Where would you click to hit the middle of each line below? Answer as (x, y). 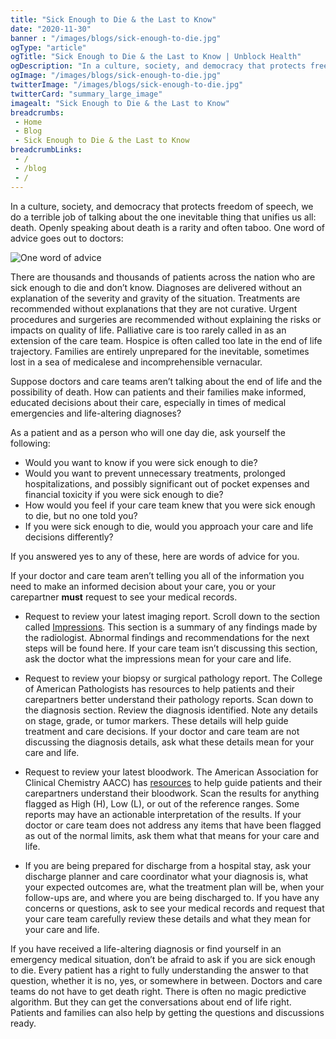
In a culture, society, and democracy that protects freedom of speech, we (162, 206)
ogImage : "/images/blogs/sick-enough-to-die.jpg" (116, 76)
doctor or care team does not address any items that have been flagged (173, 825)
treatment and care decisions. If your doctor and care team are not (162, 731)
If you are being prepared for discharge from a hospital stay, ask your (168, 865)
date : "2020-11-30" (51, 29)
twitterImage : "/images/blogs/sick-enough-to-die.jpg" (127, 85)
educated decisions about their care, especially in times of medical (148, 402)
